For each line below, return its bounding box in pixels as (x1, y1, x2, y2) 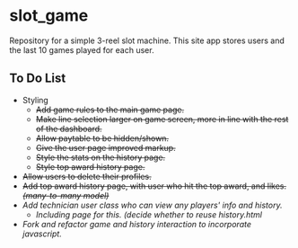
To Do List (9, 71, 66, 86)
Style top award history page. (35, 161, 145, 172)
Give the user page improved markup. (35, 142, 177, 153)
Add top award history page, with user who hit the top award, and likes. (22, 181, 287, 191)
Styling (22, 94, 49, 105)
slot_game (9, 5, 89, 26)
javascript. (22, 228, 63, 239)
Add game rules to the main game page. (35, 104, 185, 115)
